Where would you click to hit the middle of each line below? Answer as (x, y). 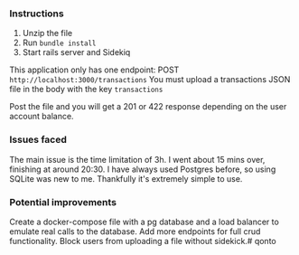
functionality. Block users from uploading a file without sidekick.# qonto (143, 241)
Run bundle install (59, 42)
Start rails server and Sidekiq (76, 52)
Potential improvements (63, 202)
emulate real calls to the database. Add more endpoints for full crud (135, 231)
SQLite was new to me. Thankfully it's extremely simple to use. (126, 178)
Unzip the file (47, 33)
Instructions (37, 14)
